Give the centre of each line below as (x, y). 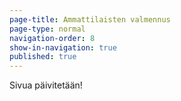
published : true (43, 57)
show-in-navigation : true (63, 47)
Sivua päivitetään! (46, 85)
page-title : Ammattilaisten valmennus (90, 19)
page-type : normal (47, 29)
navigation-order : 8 (52, 38)
